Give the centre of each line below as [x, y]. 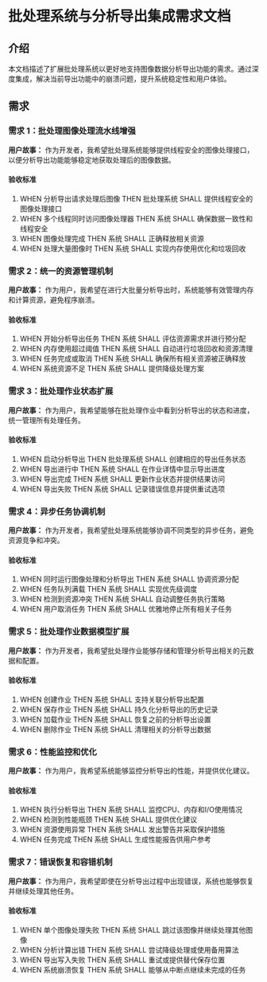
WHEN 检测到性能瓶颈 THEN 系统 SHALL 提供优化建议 [108, 820]
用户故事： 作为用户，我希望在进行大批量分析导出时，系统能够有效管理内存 [131, 290]
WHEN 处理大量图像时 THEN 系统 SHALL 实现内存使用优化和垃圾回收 [133, 248]
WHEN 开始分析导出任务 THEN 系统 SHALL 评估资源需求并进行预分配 [133, 338]
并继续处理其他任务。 [43, 891]
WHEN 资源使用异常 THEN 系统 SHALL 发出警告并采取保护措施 [122, 830]
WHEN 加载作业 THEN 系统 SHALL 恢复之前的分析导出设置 [115, 719]
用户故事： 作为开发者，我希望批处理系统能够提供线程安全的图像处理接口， [131, 150]
